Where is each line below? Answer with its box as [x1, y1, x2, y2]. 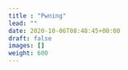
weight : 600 [8, 49, 48, 57]
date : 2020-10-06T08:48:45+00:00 [8, 27, 121, 35]
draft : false [8, 34, 52, 43]
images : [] [8, 42, 45, 50]
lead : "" [8, 19, 38, 27]
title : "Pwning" [8, 11, 67, 20]
